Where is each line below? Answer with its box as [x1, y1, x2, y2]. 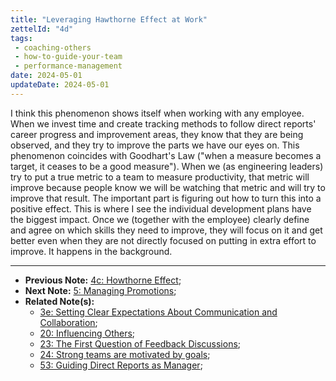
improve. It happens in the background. [10, 245, 173, 257]
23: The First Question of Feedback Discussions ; [39, 337, 242, 350]
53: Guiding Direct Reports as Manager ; [39, 359, 203, 371]
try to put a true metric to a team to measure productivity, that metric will [10, 171, 310, 183]
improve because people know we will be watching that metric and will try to [10, 181, 326, 193]
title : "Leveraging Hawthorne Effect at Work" [10, 14, 208, 25]
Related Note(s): [24, 295, 95, 307]
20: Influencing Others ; [39, 327, 136, 339]
